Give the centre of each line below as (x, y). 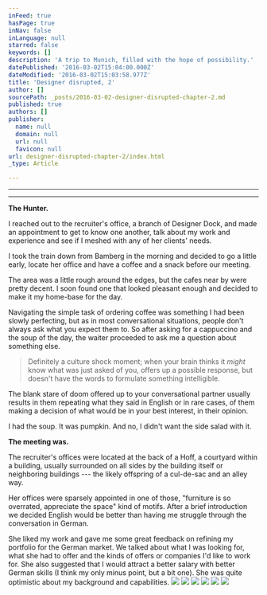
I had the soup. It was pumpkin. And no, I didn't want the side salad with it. (130, 426)
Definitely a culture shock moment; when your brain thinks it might (137, 362)
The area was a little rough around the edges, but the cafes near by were (128, 280)
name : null (33, 127)
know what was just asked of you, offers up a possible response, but (140, 370)
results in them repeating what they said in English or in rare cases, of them (132, 402)
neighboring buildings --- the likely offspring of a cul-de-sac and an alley (128, 474)
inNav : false (30, 30)
